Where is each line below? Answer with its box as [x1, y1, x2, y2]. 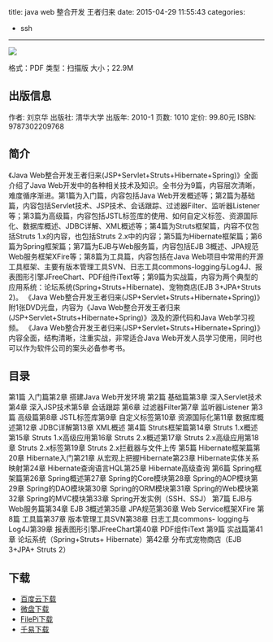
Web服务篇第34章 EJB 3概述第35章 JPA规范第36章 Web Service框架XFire [8, 504, 256, 514]
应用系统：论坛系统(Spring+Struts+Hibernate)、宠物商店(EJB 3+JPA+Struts [8, 282, 262, 291]
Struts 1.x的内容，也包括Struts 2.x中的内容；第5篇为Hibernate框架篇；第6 [15, 231, 262, 241]
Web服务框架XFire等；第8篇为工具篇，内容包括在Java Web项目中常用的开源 [8, 251, 264, 261]
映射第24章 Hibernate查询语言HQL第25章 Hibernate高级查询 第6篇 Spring [8, 463, 255, 474]
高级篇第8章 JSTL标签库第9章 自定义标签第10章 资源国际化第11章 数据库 [17, 413, 258, 422]
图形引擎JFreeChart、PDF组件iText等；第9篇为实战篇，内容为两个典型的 [15, 272, 258, 282]
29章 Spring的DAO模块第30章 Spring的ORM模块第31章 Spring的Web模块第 [8, 483, 259, 494]
